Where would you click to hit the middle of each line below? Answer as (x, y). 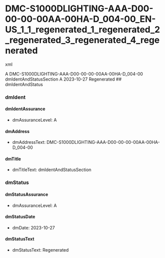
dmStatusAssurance (27, 194)
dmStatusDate (20, 217)
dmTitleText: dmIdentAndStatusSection (52, 170)
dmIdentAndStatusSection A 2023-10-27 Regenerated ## (63, 79)
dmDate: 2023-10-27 (33, 227)
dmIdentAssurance (25, 109)
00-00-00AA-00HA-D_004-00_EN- (81, 19)
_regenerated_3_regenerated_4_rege (82, 40)
